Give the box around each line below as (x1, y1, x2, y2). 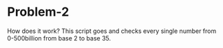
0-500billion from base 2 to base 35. (7, 34, 111, 42)
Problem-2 (7, 4, 70, 20)
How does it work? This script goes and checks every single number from (7, 27, 217, 35)
